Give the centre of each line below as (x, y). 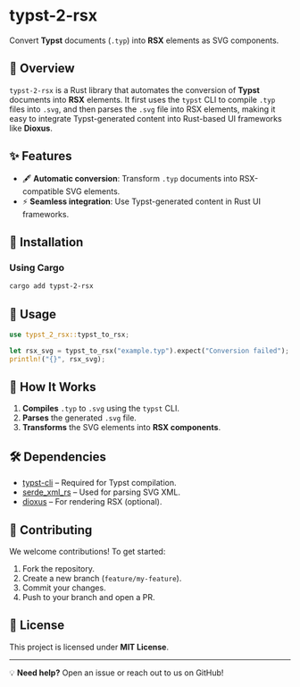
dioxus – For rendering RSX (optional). (92, 502)
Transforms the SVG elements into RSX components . (121, 428)
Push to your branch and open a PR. (88, 597)
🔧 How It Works (53, 387)
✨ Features (41, 156)
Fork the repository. (58, 568)
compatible (43, 191)
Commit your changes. (64, 588)
